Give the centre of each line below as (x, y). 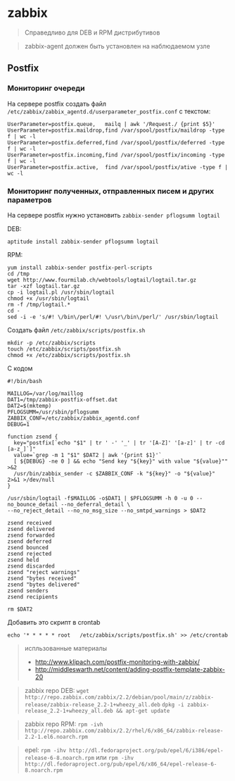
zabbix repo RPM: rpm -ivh (64, 724)
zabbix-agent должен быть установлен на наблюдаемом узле (117, 46)
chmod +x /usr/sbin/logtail (49, 298)
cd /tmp (19, 274)
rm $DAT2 (20, 609)
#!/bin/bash (25, 381)
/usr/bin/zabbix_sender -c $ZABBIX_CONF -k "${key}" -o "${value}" (115, 473)
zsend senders (28, 591)
